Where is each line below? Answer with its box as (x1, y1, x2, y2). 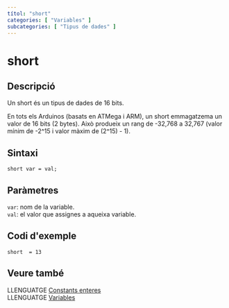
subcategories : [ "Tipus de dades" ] (7, 23, 117, 30)
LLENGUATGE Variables (7, 293, 76, 302)
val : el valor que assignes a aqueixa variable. (7, 210, 137, 219)
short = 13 (7, 248, 42, 255)
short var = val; (7, 166, 58, 173)
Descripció (7, 80, 56, 92)
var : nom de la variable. (7, 203, 75, 211)
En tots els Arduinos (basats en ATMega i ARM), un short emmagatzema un (7, 112, 222, 121)
